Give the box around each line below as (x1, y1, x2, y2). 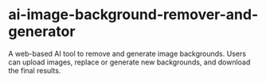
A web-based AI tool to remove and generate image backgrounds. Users (8, 49, 247, 58)
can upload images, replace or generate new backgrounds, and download (8, 57, 251, 67)
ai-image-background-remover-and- (8, 6, 259, 24)
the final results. (8, 65, 61, 75)
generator (8, 22, 76, 41)
